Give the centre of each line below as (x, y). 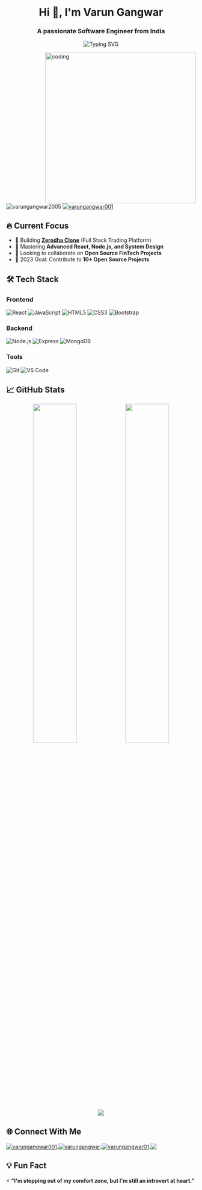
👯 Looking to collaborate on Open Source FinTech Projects (88, 253)
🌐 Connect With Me (44, 1131)
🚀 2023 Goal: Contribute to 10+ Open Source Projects (82, 259)
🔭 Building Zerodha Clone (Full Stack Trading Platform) (83, 240)
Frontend (20, 299)
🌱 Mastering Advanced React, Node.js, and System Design (89, 247)
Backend (20, 328)
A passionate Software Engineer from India (101, 31)
